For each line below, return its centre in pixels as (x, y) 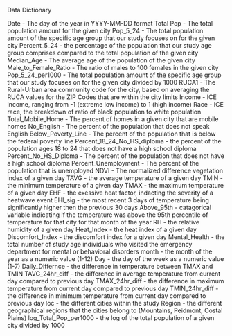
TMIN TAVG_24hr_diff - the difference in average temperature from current (114, 274)
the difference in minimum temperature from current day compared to (107, 296)
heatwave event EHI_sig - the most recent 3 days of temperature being (108, 200)
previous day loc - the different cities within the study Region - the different (115, 303)
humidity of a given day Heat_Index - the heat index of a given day (102, 229)
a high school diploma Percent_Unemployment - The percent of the (103, 163)
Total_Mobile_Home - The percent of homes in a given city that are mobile (113, 119)
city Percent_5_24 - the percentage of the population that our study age (110, 45)
